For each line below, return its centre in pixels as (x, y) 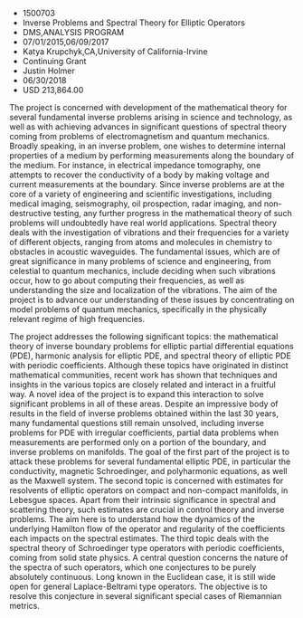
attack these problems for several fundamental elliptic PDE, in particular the (150, 461)
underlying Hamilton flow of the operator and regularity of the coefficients (147, 529)
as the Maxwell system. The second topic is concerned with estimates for (147, 480)
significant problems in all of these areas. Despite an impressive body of (144, 404)
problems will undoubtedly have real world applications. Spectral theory (143, 223)
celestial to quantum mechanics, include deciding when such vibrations (142, 271)
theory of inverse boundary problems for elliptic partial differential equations (151, 346)
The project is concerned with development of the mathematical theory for (148, 107)
